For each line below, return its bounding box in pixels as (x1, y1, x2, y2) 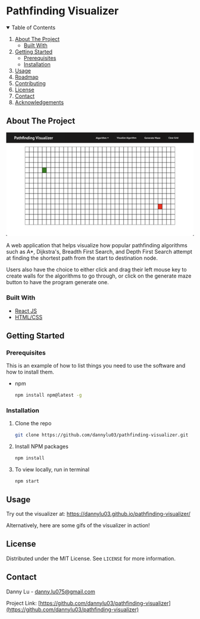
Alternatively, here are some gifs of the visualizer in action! (6, 522, 150, 529)
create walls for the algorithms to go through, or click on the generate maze (6, 272, 192, 279)
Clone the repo (14, 420, 52, 427)
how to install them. (6, 368, 55, 376)
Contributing (14, 79, 46, 87)
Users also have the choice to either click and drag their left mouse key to (6, 266, 187, 273)
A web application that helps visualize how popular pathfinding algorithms (6, 242, 187, 249)
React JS (14, 307, 37, 314)
